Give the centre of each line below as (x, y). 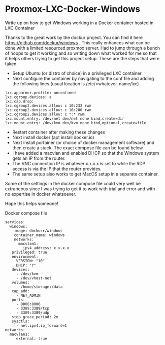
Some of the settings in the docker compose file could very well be (73, 183)
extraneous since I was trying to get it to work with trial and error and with (80, 189)
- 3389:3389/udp (33, 312)
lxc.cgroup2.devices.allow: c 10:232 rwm (48, 105)
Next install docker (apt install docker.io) (53, 137)
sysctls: (20, 321)
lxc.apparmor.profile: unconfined (41, 93)
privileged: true (30, 252)
